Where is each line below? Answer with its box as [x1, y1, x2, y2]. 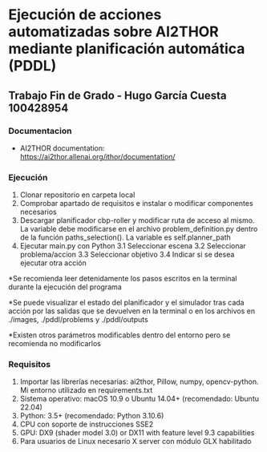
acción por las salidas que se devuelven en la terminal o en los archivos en [8, 306, 255, 316]
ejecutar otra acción [19, 258, 87, 268]
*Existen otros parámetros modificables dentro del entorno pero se [8, 330, 231, 340]
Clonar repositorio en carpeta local [19, 190, 136, 200]
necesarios [19, 207, 58, 217]
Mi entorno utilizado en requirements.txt [19, 385, 153, 395]
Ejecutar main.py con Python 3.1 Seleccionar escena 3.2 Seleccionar [19, 241, 246, 251]
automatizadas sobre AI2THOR [8, 22, 219, 41]
